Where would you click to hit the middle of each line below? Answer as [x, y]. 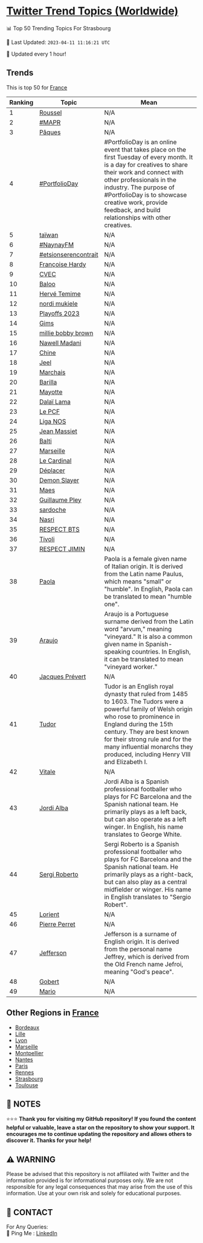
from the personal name [138, 949]
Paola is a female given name [146, 559]
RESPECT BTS [59, 529]
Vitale [47, 771]
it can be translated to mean [144, 659]
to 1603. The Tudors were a [144, 701]
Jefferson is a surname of [140, 934]
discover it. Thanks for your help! [49, 1140]
